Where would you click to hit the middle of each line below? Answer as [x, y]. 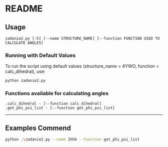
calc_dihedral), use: [25, 72]
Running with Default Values [40, 55]
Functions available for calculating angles [57, 94]
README [24, 9]
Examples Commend [38, 128]
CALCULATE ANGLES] [24, 43]
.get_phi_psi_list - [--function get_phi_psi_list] [60, 108]
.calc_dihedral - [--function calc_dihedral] [53, 104]
